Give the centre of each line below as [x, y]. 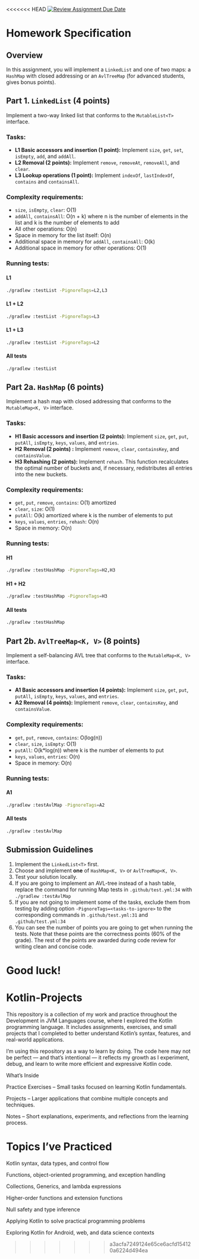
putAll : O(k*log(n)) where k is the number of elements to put [89, 750]
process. [17, 1123]
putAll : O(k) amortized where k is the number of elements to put [94, 515]
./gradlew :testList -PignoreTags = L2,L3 [57, 290]
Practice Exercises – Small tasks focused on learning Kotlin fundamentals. [97, 1087]
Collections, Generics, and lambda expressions [64, 1186]
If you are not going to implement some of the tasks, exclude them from [102, 902]
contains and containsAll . [47, 182]
